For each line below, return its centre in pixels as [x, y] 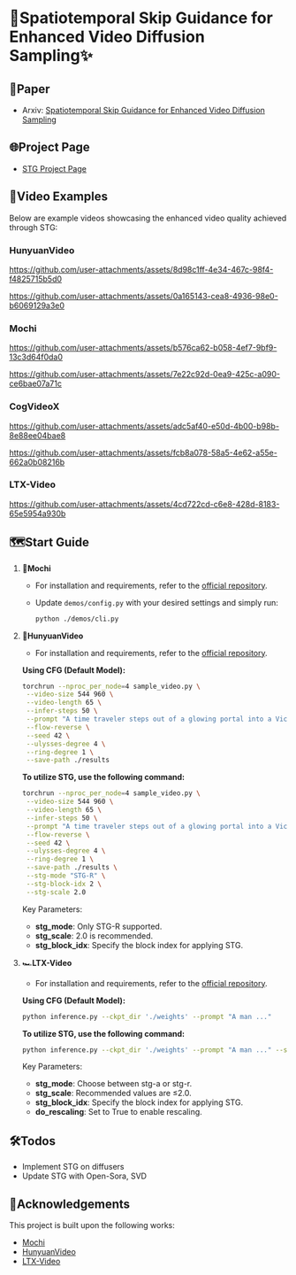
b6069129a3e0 [37, 305]
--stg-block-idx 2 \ [64, 884]
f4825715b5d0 [36, 279]
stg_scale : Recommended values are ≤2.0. [113, 1093]
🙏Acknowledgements [70, 1204]
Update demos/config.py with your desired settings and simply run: [156, 602]
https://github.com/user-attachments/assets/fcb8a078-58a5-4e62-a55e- [144, 452]
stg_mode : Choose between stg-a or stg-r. [114, 1084]
